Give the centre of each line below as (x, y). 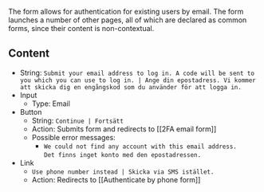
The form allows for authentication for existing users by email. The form (126, 12)
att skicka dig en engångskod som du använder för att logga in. (130, 87)
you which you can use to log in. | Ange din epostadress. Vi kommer (138, 80)
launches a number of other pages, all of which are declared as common (128, 20)
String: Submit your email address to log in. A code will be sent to (137, 72)
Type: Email (51, 104)
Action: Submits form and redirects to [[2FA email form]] (124, 129)
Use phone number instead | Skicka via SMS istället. (123, 172)
